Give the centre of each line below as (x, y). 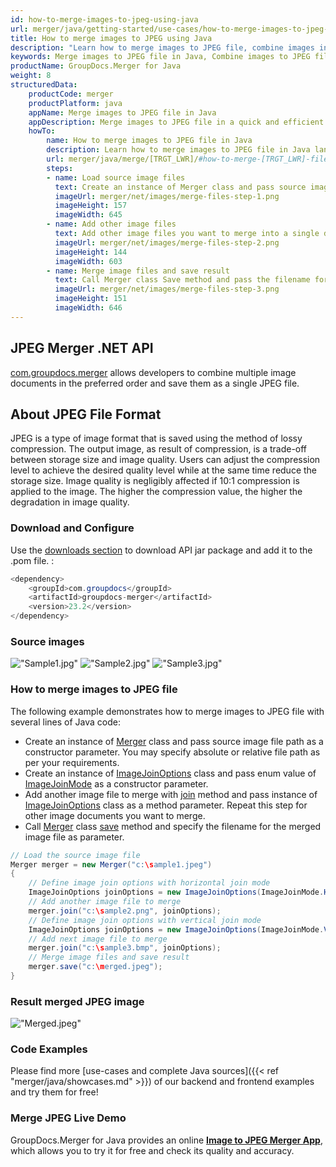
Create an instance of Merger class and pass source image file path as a (174, 741)
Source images (47, 641)
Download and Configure (72, 528)
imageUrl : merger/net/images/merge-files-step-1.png (167, 196)
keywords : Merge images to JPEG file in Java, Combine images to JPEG (160, 57)
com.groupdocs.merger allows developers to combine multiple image (153, 372)
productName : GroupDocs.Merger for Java (96, 66)
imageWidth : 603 (88, 261)
